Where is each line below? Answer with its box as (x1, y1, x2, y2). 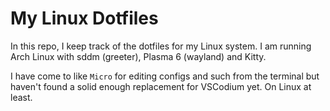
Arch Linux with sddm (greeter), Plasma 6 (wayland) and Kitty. (10, 50, 267, 62)
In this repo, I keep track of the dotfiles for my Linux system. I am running (10, 40, 312, 52)
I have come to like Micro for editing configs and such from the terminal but (10, 70, 320, 82)
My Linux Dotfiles (10, 7, 159, 30)
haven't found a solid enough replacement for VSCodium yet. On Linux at (10, 80, 312, 92)
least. (10, 91, 33, 103)
